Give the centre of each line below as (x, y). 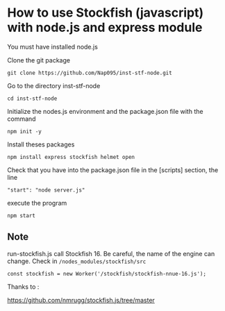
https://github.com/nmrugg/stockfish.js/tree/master (81, 300)
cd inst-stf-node (32, 99)
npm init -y (24, 131)
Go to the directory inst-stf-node (54, 85)
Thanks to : (23, 287)
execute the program (37, 203)
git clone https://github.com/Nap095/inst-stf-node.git (90, 73)
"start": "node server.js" (46, 190)
